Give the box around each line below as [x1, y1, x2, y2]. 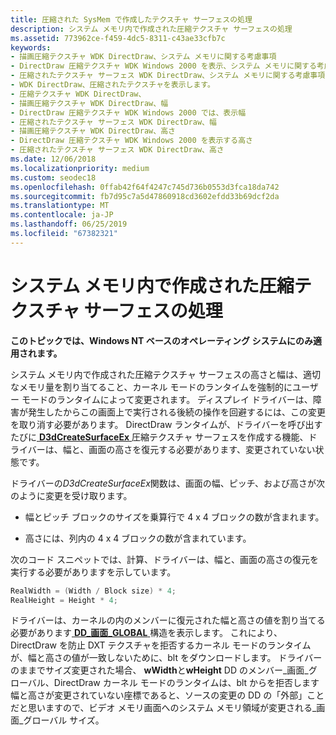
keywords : [10, 42, 52, 53]
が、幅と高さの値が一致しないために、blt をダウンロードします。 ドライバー [10, 652, 323, 664]
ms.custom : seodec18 [10, 172, 97, 183]
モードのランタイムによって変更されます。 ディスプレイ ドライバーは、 [21, 393, 313, 405]
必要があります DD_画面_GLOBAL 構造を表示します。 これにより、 [10, 627, 283, 639]
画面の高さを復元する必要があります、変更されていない [88, 443, 316, 455]
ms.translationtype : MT [10, 201, 110, 211]
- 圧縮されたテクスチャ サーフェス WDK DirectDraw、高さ [10, 145, 225, 155]
